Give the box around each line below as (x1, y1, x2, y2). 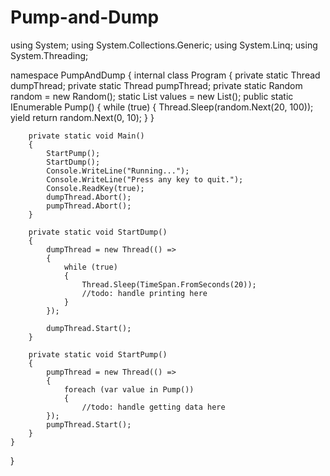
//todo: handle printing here (81, 288, 208, 298)
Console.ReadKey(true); (46, 183, 145, 193)
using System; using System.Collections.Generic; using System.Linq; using (10, 39, 318, 51)
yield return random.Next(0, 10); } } (10, 111, 155, 123)
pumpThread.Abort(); (46, 201, 132, 211)
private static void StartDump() (28, 227, 168, 237)
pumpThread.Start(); (46, 419, 132, 430)
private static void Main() (28, 131, 145, 141)
